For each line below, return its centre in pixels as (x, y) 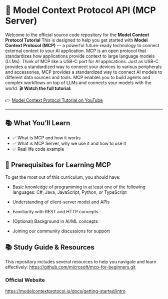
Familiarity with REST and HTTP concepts (55, 211)
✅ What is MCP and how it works (46, 138)
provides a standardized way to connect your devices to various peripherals (83, 67)
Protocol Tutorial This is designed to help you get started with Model (76, 40)
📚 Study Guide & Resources (50, 247)
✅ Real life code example (38, 149)
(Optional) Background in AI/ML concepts (55, 221)
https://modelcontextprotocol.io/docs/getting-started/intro (65, 291)
